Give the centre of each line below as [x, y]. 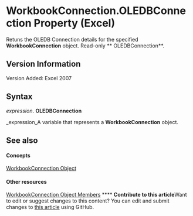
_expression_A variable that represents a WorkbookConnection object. [92, 122]
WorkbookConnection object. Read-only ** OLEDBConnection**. [85, 46]
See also [22, 140]
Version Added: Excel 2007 [39, 78]
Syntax [19, 97]
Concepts [18, 155]
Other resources [26, 181]
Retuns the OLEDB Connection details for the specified [72, 39]
